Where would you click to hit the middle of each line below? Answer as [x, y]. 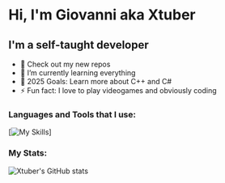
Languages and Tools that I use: [72, 114]
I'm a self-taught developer [79, 45]
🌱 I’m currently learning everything [78, 73]
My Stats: [28, 153]
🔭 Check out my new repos [65, 64]
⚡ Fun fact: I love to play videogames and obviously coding [118, 90]
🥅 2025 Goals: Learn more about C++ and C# [96, 81]
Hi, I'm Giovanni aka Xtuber [102, 15]
